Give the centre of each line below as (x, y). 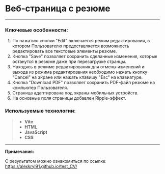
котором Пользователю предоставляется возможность (71, 46)
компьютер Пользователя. (40, 88)
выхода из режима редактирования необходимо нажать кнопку (80, 72)
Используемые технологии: (41, 111)
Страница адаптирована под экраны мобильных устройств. (75, 93)
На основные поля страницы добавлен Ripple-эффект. (69, 98)
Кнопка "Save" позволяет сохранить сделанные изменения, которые (85, 57)
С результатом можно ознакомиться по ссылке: (56, 161)
